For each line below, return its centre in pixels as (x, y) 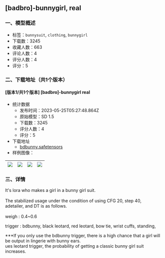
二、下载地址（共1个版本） (36, 79)
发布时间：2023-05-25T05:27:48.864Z (59, 110)
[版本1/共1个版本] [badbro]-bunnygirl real (48, 92)
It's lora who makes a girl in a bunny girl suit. (50, 190)
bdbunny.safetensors (41, 147)
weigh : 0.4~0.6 (21, 217)
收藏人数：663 (27, 47)
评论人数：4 (24, 53)
